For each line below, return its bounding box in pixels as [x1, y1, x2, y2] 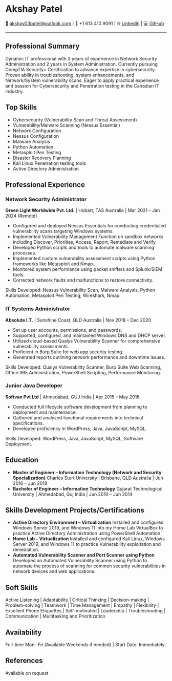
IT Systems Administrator [5, 305, 71, 312]
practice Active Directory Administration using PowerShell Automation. [12, 530, 162, 537]
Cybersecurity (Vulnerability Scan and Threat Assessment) [12, 116, 137, 123]
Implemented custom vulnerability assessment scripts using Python [12, 256, 156, 262]
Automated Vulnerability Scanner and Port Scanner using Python [12, 552, 155, 558]
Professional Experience [5, 180, 85, 189]
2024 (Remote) [5, 213, 37, 219]
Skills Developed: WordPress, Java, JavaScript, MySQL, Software [5, 435, 143, 441]
